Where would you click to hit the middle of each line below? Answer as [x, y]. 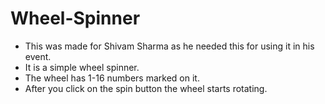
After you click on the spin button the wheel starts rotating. [146, 88]
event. [38, 56]
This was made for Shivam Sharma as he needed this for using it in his [169, 46]
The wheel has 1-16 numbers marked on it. [112, 78]
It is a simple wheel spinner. [82, 67]
